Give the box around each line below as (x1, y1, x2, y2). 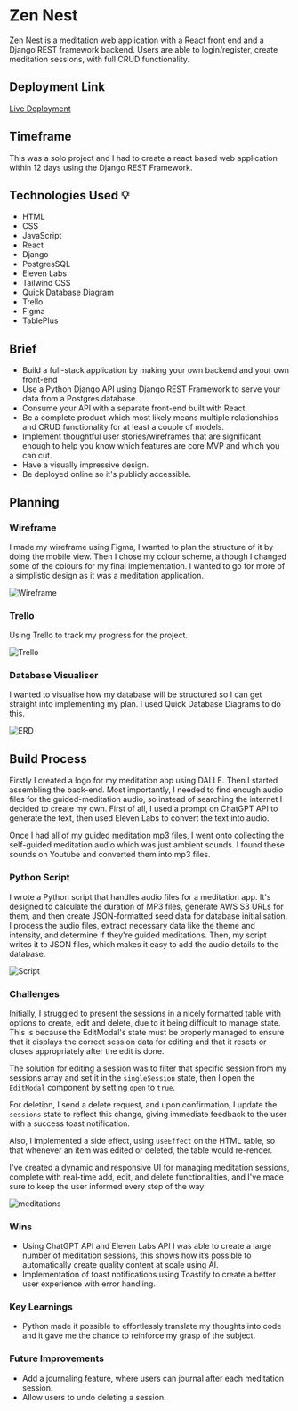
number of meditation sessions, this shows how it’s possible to (21, 1250, 252, 1261)
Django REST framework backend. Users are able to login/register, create (9, 44, 278, 54)
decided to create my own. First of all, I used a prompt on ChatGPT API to (9, 803, 278, 815)
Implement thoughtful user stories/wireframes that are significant (21, 431, 262, 442)
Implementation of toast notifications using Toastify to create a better (21, 1269, 277, 1280)
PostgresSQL (21, 259, 71, 270)
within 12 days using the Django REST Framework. (9, 162, 193, 173)
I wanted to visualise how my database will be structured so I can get (9, 689, 262, 700)
